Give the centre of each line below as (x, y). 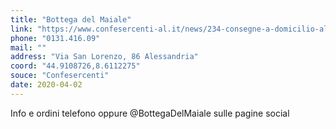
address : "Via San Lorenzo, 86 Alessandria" (104, 57)
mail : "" (28, 47)
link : (21, 29)
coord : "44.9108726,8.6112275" (75, 66)
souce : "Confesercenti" (60, 76)
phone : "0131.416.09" (55, 38)
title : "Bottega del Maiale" (71, 19)
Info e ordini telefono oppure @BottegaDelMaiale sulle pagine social (150, 113)
